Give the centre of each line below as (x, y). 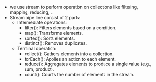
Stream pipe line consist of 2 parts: (45, 17)
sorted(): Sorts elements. (50, 38)
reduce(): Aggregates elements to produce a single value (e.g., (88, 64)
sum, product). (39, 69)
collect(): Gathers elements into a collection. (69, 54)
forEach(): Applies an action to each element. (70, 59)
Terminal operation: (37, 49)
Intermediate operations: (42, 22)
